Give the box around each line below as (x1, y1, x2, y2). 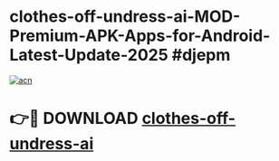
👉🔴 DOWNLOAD (9, 109, 139, 128)
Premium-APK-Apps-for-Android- (9, 25, 271, 46)
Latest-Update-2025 (9, 45, 169, 65)
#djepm (171, 45, 231, 65)
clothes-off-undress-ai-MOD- (9, 6, 241, 27)
